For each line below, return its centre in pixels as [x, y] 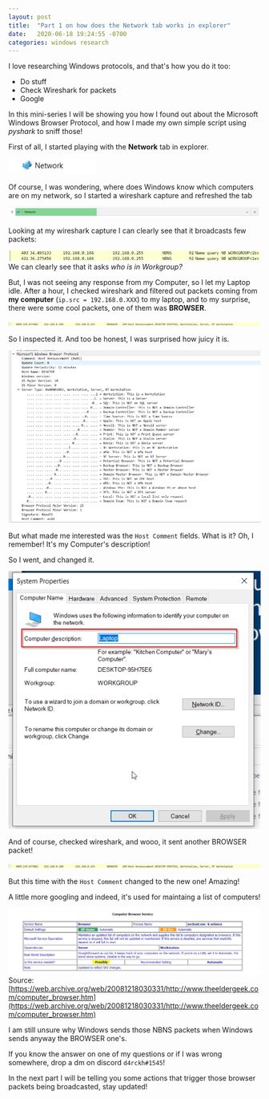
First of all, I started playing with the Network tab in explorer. [109, 147]
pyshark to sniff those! [45, 132]
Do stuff [33, 82]
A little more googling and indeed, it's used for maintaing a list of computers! [134, 897]
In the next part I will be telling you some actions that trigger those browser [132, 1078]
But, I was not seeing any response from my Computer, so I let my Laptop [129, 283]
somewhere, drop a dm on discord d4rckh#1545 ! [87, 1062]
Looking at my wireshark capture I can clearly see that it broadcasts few [127, 230]
